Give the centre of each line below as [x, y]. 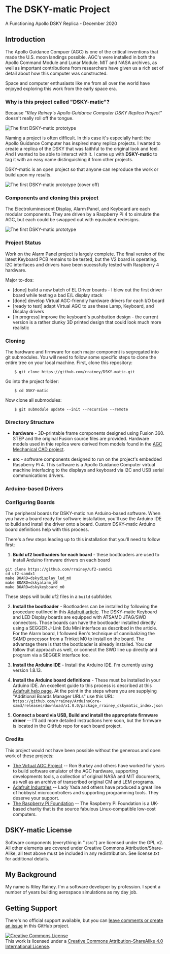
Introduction [25, 39]
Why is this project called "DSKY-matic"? [58, 102]
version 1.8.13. [27, 670]
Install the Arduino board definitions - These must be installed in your [87, 680]
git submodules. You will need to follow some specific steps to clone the [81, 357]
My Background [31, 874]
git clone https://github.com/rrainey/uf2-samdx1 [59, 570]
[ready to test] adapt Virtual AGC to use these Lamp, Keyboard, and [83, 306]
